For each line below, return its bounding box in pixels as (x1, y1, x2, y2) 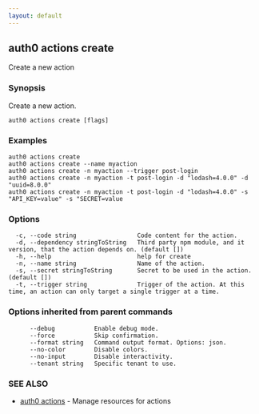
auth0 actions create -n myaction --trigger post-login (8, 167, 198, 175)
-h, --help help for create (15, 253, 192, 261)
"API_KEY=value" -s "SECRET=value (8, 195, 124, 203)
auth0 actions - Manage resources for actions (19, 396, 172, 405)
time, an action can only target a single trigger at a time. (8, 287, 220, 296)
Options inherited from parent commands (8, 306, 173, 317)
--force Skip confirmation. (29, 332, 159, 340)
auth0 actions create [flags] (8, 116, 110, 124)
